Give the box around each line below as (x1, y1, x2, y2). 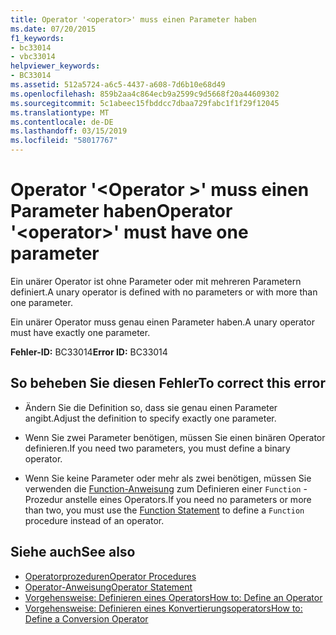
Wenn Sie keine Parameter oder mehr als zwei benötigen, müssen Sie (24, 472, 312, 484)
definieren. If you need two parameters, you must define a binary (24, 442, 291, 454)
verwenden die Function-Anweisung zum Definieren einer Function (24, 482, 302, 495)
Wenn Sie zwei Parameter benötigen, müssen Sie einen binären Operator (24, 431, 326, 443)
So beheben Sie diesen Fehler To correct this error (10, 375, 326, 392)
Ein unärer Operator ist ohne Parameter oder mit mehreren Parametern (10, 275, 302, 287)
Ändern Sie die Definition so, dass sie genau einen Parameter (24, 401, 278, 413)
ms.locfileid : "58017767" (10, 136, 118, 146)
